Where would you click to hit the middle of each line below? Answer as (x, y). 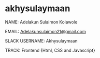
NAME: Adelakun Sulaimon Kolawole (41, 22)
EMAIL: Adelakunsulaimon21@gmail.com (45, 31)
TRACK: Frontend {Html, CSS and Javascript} (50, 50)
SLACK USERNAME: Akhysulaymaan (41, 41)
